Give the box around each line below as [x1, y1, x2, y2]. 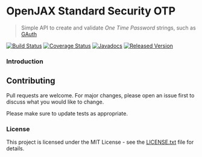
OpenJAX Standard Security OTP [6, 4, 176, 18]
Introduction [6, 57, 43, 66]
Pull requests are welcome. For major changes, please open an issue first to [6, 91, 195, 99]
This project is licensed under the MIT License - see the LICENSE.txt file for [6, 138, 194, 146]
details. [6, 144, 25, 152]
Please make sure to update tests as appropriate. [6, 109, 128, 117]
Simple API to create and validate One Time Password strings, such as [21, 24, 196, 31]
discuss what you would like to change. [6, 98, 104, 105]
